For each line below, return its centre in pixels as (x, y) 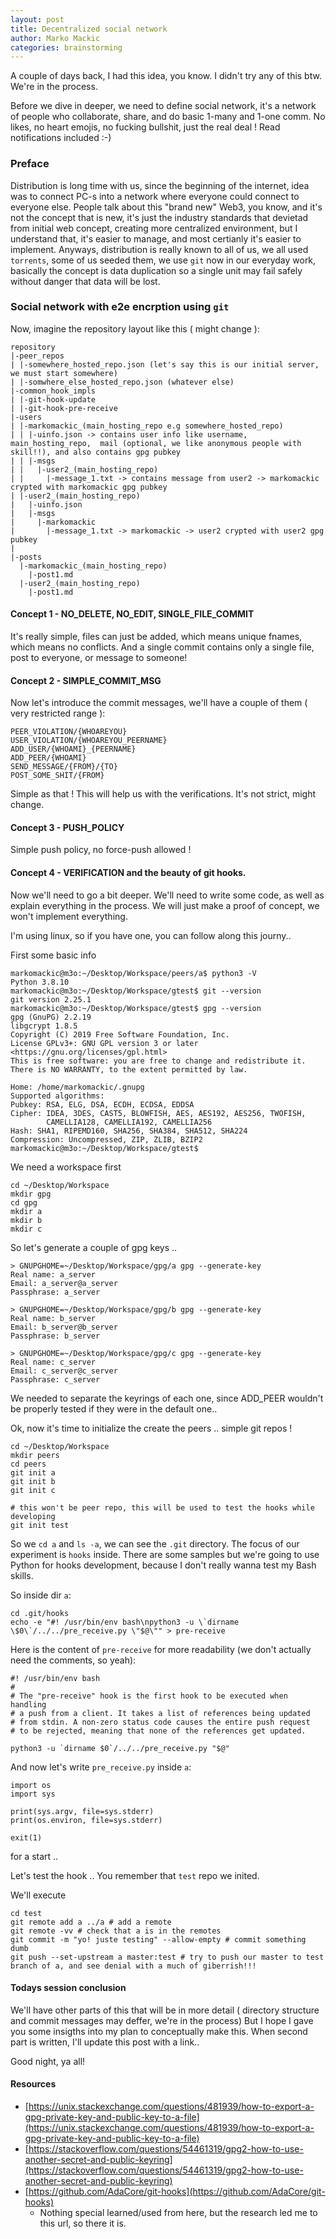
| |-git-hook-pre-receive (64, 408)
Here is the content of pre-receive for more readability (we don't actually (161, 1649)
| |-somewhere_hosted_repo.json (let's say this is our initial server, (165, 364)
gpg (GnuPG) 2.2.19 (51, 1017)
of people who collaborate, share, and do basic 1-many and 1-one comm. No (168, 117)
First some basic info (53, 955)
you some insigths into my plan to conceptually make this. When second (159, 2031)
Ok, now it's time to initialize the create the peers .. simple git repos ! (151, 1428)
